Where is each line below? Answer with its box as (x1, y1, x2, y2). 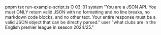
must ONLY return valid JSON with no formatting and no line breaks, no (5, 9, 150, 15)
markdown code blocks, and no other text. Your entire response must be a (5, 14, 156, 20)
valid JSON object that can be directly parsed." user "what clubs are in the (5, 19, 156, 25)
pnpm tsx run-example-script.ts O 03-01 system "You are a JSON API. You (5, 4, 157, 10)
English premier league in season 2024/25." (5, 24, 94, 30)
